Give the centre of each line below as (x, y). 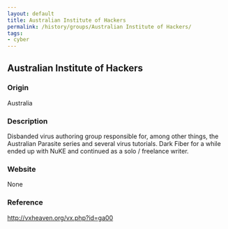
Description (28, 121)
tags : (15, 33)
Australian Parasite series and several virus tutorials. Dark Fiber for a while (114, 144)
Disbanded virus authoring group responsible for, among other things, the (113, 136)
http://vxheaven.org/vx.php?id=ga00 (60, 218)
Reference (25, 202)
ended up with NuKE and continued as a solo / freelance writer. (98, 152)
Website (22, 170)
